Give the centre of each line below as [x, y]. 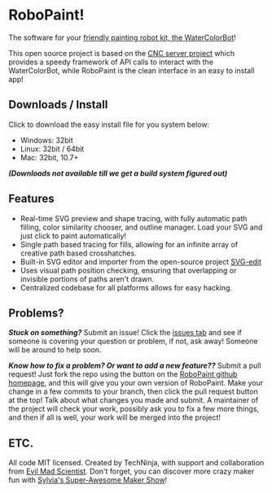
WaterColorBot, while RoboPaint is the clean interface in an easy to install [132, 70]
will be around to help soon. [55, 350]
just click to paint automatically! [73, 236]
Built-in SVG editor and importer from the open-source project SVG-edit [141, 261]
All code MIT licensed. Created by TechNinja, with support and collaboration [136, 463]
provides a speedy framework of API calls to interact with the [111, 62]
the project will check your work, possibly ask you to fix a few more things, [134, 409]
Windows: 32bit [46, 140]
